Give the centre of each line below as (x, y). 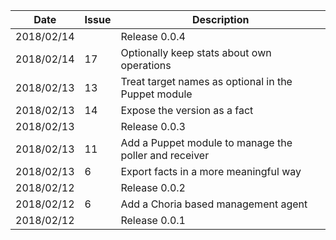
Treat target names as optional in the (206, 81)
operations (146, 65)
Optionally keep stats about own (196, 52)
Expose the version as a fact (187, 110)
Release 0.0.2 (153, 187)
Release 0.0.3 (153, 126)
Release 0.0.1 (153, 220)
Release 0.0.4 (153, 36)
